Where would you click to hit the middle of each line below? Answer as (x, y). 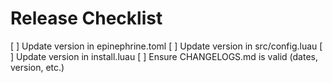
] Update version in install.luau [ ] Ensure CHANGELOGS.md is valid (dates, (164, 56)
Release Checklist (86, 18)
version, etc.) (37, 67)
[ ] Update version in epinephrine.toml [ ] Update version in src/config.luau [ (166, 46)
